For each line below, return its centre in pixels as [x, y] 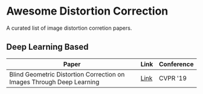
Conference [176, 64]
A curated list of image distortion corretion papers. [69, 28]
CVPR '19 [173, 78]
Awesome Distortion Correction [87, 11]
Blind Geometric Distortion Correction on [67, 74]
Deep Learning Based [47, 47]
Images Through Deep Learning [54, 82]
